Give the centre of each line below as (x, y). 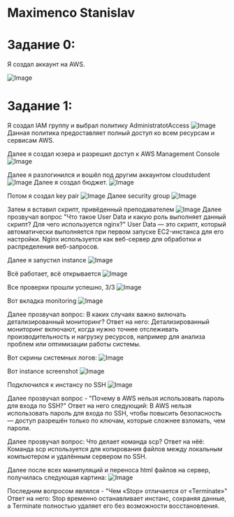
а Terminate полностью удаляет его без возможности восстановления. (114, 506)
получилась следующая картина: (57, 478)
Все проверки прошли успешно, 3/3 (61, 288)
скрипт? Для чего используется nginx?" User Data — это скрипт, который (117, 225)
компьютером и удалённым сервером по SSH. (77, 457)
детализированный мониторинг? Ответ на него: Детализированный (108, 322)
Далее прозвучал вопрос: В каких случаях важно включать (97, 314)
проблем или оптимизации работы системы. (74, 344)
